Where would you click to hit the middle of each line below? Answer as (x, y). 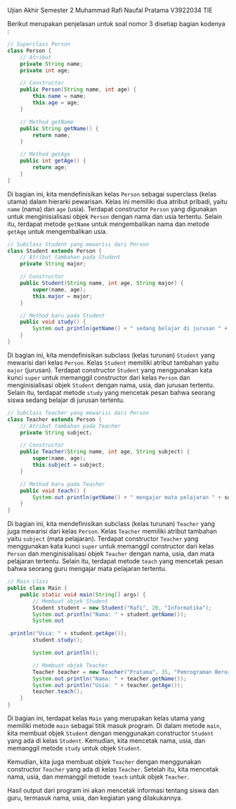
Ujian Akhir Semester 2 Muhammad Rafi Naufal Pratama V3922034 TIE (110, 10)
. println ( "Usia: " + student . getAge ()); (67, 634)
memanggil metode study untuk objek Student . (74, 748)
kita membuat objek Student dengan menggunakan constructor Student (111, 733)
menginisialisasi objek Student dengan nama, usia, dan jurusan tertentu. (111, 385)
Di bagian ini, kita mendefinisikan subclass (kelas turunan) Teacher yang (111, 524)
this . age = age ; (56, 103)
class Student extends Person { (54, 251)
